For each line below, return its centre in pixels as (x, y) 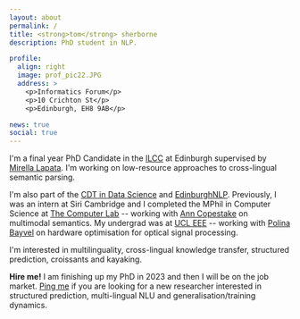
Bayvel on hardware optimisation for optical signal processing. (124, 232)
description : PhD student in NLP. (74, 42)
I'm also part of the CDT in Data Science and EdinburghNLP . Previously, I (143, 195)
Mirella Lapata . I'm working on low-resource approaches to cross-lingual (143, 168)
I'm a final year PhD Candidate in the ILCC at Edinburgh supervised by (138, 158)
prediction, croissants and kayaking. (76, 259)
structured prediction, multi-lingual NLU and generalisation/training (133, 296)
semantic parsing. (42, 177)
